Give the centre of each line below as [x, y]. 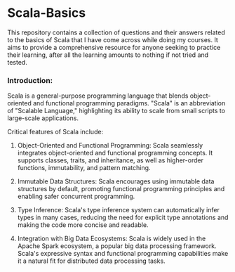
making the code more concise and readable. [83, 225]
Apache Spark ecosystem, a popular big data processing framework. [117, 246]
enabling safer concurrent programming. [76, 196]
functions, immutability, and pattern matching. [84, 168]
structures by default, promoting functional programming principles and [121, 189]
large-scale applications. [43, 118]
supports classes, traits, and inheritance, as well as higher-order [110, 160]
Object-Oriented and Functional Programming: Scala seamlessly [110, 145]
